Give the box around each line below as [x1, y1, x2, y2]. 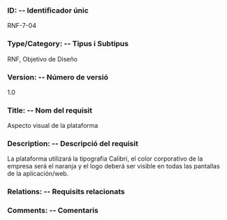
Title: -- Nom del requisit [7, 105, 93, 115]
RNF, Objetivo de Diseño [7, 54, 78, 63]
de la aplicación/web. [7, 170, 69, 178]
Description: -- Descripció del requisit [7, 139, 138, 149]
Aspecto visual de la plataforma [7, 122, 98, 130]
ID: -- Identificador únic [7, 6, 89, 15]
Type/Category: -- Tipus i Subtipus [7, 39, 129, 49]
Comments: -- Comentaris [7, 205, 99, 215]
